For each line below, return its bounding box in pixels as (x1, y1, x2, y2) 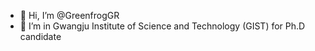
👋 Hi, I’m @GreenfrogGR (19, 10, 120, 21)
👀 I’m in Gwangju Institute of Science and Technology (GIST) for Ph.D (19, 20, 306, 32)
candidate (19, 31, 62, 42)
